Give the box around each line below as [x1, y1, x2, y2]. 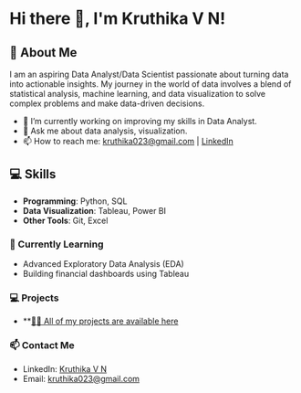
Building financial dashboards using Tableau [22, 269, 190, 280]
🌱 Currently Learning [9, 238, 104, 250]
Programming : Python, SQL [22, 196, 128, 207]
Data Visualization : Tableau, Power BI [22, 205, 167, 216]
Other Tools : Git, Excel [22, 215, 109, 226]
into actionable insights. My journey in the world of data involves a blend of [9, 79, 292, 90]
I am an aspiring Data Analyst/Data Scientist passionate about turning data [9, 69, 289, 80]
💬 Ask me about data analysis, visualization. [22, 125, 188, 136]
